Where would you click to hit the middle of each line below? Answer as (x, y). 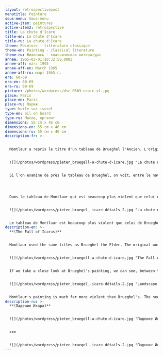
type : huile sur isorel (29, 109)
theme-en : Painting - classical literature (50, 50)
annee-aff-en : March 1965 (31, 68)
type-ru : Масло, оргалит (30, 118)
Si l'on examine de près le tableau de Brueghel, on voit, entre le (80, 175)
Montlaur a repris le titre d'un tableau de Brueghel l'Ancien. (76, 149)
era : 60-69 (16, 77)
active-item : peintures (29, 23)
